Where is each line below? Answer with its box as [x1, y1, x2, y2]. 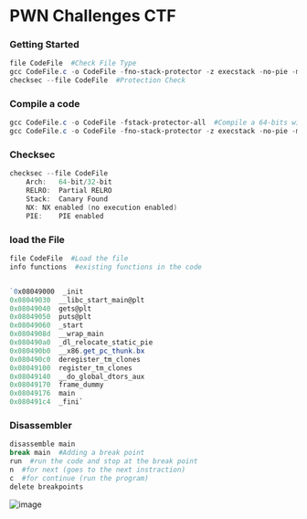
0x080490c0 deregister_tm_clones [9, 355, 142, 364]
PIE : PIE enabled [26, 211, 104, 220]
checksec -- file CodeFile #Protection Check [9, 76, 185, 85]
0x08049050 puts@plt [9, 312, 92, 322]
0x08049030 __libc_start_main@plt [9, 295, 145, 304]
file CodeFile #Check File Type [9, 58, 137, 69]
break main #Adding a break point [9, 449, 145, 458]
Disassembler [9, 418, 73, 431]
